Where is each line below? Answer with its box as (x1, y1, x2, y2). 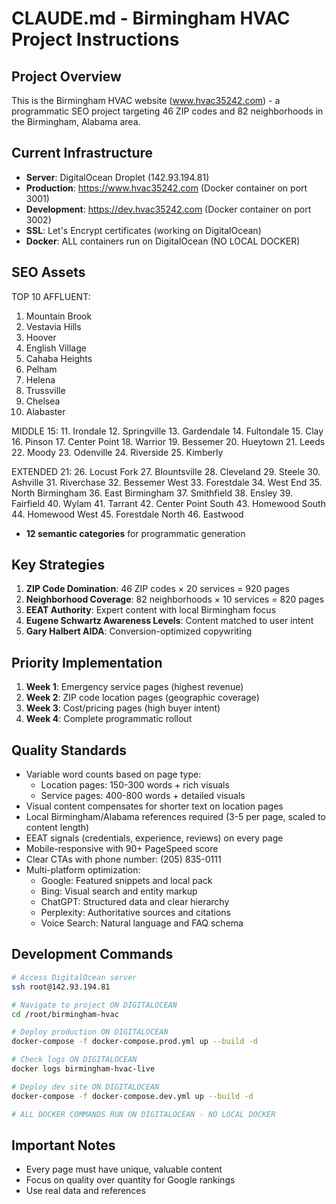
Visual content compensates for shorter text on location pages (25, 800, 284, 812)
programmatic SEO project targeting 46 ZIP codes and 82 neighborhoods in (11, 105, 324, 117)
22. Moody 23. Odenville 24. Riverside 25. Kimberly (11, 446, 224, 458)
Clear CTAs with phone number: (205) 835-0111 (25, 853, 222, 866)
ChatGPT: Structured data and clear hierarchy (40, 896, 230, 908)
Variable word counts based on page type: (25, 768, 202, 781)
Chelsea (25, 395, 61, 407)
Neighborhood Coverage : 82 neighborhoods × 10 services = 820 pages (25, 593, 325, 606)
